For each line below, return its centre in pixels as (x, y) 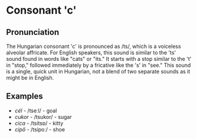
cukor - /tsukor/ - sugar (43, 117)
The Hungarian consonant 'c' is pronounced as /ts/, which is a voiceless (93, 46)
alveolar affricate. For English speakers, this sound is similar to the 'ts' (91, 53)
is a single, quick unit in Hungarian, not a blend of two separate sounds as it (98, 71)
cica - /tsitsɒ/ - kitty (39, 123)
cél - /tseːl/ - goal (36, 111)
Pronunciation (33, 32)
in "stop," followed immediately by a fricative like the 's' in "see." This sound (98, 65)
